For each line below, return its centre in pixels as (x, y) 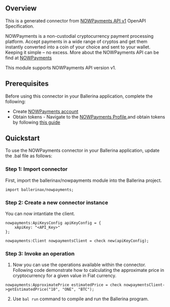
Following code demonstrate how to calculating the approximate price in (88, 270)
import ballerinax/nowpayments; (39, 190)
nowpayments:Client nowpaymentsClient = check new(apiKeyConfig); (77, 241)
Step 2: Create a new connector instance (57, 202)
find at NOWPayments (29, 58)
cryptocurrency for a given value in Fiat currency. (64, 276)
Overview (21, 8)
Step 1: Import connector (36, 169)
